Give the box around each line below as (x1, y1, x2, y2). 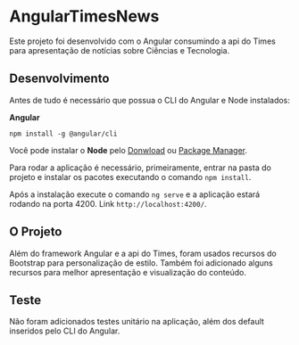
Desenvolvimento (9, 71, 110, 86)
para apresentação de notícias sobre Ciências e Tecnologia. (9, 45, 230, 55)
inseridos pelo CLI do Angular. (9, 325, 120, 336)
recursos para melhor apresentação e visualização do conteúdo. (9, 267, 247, 277)
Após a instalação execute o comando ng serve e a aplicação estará (9, 189, 261, 200)
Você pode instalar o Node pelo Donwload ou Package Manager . (9, 144, 248, 155)
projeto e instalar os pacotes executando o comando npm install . (9, 171, 252, 182)
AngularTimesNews (9, 6, 160, 27)
